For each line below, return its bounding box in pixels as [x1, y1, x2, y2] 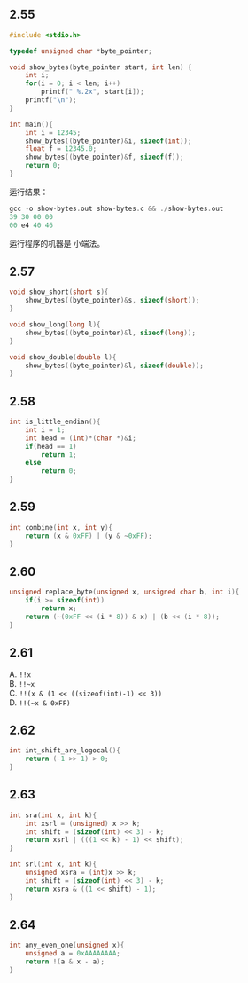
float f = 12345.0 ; [25, 145, 97, 153]
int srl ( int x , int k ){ [9, 860, 97, 869]
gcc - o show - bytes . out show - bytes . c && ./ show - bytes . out [9, 204, 224, 213]
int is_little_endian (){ [9, 417, 101, 427]
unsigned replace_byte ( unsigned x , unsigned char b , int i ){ [9, 587, 240, 597]
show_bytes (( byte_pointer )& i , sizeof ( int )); [25, 137, 192, 145]
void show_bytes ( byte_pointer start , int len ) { [9, 62, 192, 72]
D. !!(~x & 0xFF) [9, 696, 71, 708]
